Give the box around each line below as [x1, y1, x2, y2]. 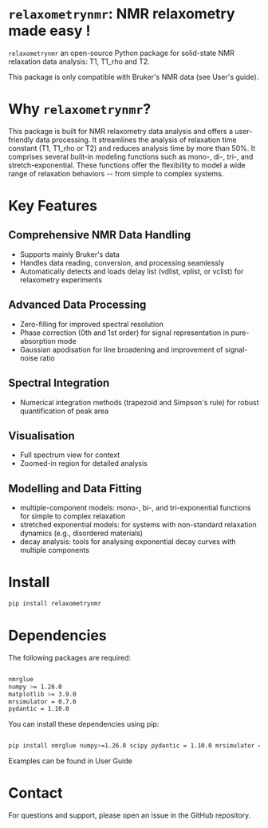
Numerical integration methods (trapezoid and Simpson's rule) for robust [19, 397, 259, 407]
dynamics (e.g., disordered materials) [19, 528, 144, 538]
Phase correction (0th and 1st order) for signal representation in [19, 328, 230, 337]
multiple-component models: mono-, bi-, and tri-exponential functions [19, 503, 251, 513]
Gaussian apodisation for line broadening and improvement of [19, 345, 223, 354]
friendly [8, 135, 34, 144]
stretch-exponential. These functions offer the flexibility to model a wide [8, 160, 246, 170]
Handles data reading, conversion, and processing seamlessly [19, 258, 225, 267]
